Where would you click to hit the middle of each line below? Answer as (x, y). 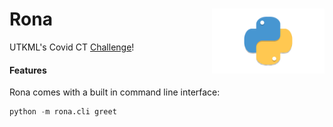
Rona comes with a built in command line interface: (115, 92)
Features (28, 70)
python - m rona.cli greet (63, 112)
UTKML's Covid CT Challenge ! (72, 47)
